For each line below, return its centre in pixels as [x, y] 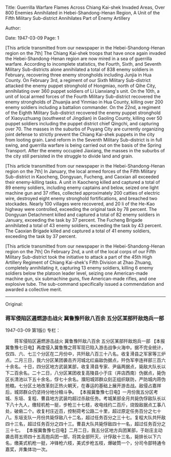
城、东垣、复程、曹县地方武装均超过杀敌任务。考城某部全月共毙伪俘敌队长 [83, 398]
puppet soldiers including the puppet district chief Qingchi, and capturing [82, 124]
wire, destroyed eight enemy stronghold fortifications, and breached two [81, 198]
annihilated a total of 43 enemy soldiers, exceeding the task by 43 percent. [84, 225]
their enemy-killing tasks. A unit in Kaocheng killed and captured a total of [83, 182]
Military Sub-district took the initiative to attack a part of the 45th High [79, 257]
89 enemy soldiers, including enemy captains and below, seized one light [82, 187]
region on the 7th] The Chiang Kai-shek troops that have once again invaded [85, 53]
